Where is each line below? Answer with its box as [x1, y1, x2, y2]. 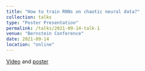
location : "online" [6, 42, 55, 48]
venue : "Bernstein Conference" [6, 31, 84, 37]
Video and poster [6, 57, 49, 65]
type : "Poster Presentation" [6, 20, 79, 25]
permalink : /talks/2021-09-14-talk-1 [6, 25, 100, 31]
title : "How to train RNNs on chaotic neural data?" [6, 8, 140, 15]
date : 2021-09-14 [6, 36, 50, 42]
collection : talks [6, 14, 52, 20]
